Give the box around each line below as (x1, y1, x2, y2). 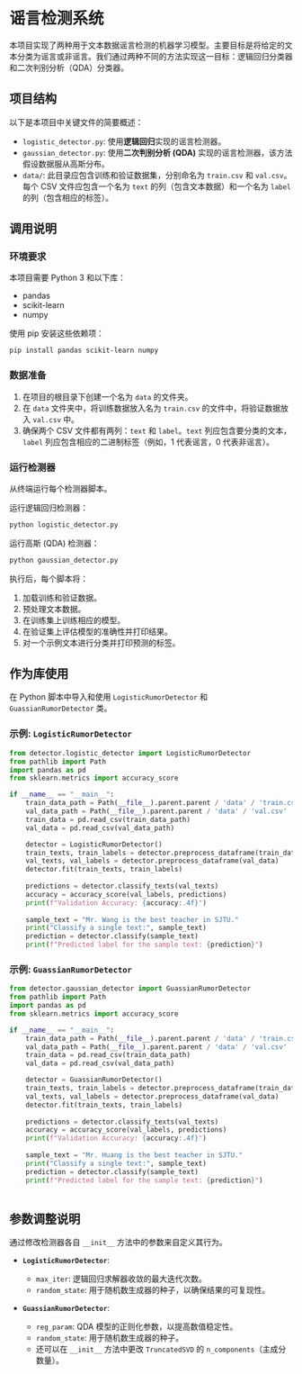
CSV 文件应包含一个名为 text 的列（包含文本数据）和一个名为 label (40, 181, 291, 192)
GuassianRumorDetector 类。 (9, 703, 112, 714)
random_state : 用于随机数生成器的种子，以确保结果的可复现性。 (35, 1285, 271, 1296)
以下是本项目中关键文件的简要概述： (9, 116, 144, 127)
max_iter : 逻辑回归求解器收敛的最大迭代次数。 (35, 1273, 207, 1284)
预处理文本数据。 (22, 603, 86, 614)
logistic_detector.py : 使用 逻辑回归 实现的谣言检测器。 (22, 136, 226, 147)
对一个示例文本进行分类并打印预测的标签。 (22, 637, 181, 648)
